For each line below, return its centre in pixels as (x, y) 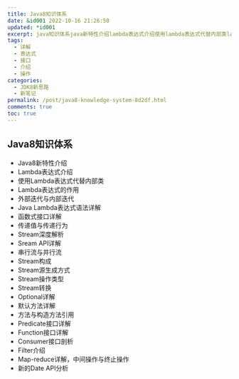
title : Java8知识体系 (37, 14)
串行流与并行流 (39, 252)
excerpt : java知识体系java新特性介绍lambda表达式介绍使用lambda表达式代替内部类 (117, 34)
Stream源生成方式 (44, 270)
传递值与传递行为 (43, 225)
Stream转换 (34, 288)
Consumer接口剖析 (46, 341)
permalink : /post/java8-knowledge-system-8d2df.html (87, 101)
